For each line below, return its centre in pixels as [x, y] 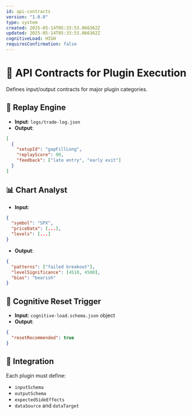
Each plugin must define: [36, 375]
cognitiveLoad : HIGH [31, 39]
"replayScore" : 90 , [40, 155]
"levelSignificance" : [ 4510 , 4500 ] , [56, 272]
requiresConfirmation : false [41, 44]
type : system [22, 22]
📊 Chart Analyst [37, 190]
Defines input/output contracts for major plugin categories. [77, 89]
